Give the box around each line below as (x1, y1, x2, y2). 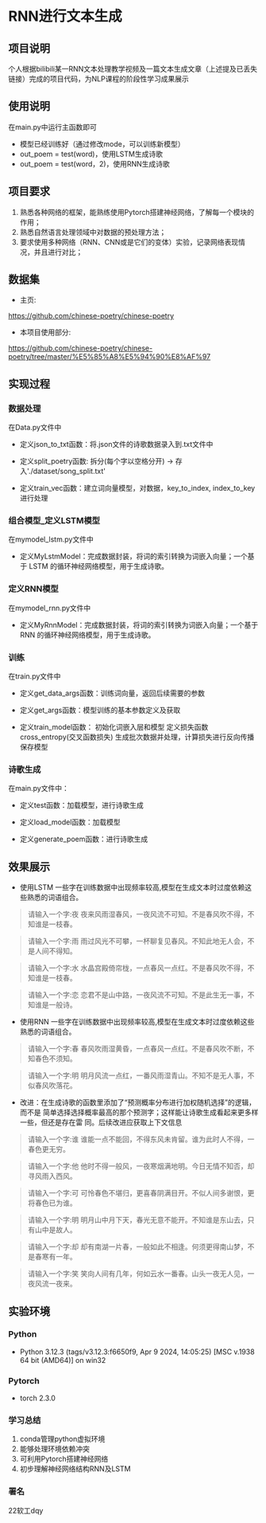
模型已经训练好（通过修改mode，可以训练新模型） (19, 139, 185, 148)
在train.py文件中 (8, 671, 61, 681)
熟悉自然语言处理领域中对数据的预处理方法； (19, 227, 167, 237)
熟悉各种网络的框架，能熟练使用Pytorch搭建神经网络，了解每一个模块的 (19, 207, 254, 217)
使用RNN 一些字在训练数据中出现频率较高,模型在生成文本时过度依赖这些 (19, 1017, 255, 1027)
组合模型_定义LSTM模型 (8, 515, 101, 527)
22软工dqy (8, 1505, 44, 1515)
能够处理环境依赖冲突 (19, 1444, 90, 1454)
